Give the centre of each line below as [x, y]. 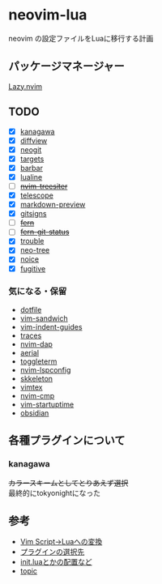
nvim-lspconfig [45, 369]
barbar [31, 168]
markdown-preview [53, 205]
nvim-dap [36, 344]
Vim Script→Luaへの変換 [61, 542]
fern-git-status [45, 232]
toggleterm [38, 361]
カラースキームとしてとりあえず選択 [68, 483]
